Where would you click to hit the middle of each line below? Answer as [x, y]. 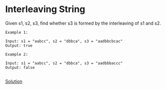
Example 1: [17, 32]
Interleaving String [45, 9]
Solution [14, 81]
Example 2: [17, 54]
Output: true [19, 46]
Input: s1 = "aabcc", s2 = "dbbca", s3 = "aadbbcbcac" [64, 41]
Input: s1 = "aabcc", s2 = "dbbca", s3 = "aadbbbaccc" [64, 63]
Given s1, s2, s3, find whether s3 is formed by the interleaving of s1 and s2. [83, 23]
